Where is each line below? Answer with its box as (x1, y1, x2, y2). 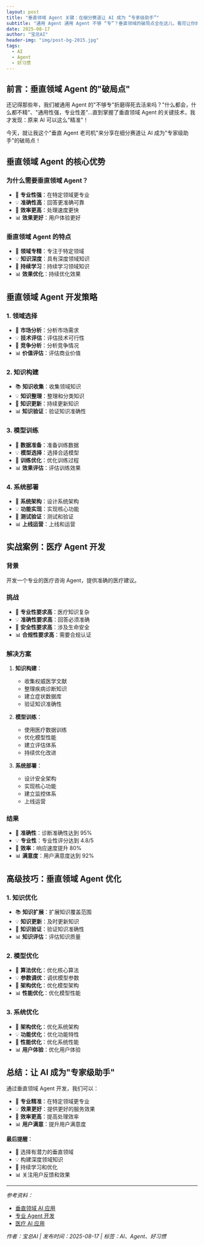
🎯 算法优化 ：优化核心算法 (15, 967, 79, 974)
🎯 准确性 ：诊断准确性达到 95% (15, 829, 92, 837)
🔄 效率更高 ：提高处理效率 (15, 1113, 79, 1120)
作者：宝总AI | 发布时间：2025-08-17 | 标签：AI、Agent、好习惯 (6, 1233, 167, 1240)
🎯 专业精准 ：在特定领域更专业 (15, 1098, 90, 1105)
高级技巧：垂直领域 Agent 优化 (6, 874, 121, 884)
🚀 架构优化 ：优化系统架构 (15, 1023, 79, 1030)
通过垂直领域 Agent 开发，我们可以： (6, 1084, 99, 1092)
